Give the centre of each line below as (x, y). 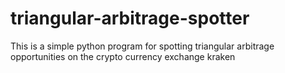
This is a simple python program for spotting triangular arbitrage (142, 46)
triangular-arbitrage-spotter (130, 18)
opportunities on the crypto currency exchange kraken (123, 56)
